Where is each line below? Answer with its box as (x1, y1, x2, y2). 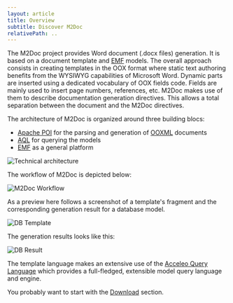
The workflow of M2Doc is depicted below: (7, 170, 132, 179)
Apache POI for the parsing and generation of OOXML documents (17, 128, 208, 137)
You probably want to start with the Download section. (7, 288, 164, 297)
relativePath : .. (7, 29, 58, 37)
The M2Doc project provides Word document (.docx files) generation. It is (7, 49, 220, 58)
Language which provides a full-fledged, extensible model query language (7, 267, 223, 276)
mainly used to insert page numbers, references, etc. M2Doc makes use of (7, 86, 223, 95)
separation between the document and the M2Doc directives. (7, 101, 185, 109)
